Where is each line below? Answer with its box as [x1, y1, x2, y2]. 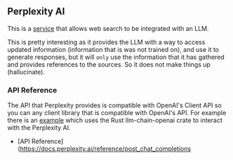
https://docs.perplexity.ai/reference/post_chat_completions [20, 145, 192, 153]
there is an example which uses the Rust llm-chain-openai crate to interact [7, 116, 223, 125]
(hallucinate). [7, 67, 46, 76]
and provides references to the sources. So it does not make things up [7, 60, 211, 69]
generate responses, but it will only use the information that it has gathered [7, 53, 225, 61]
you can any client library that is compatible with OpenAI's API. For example [7, 109, 227, 117]
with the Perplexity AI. [7, 124, 72, 132]
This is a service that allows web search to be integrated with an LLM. [7, 24, 209, 32]
